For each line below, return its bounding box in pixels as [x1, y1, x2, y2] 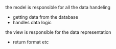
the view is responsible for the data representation [5, 29, 111, 35]
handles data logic [12, 20, 52, 25]
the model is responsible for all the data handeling [5, 5, 111, 10]
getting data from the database [12, 14, 78, 20]
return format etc [12, 39, 49, 45]
